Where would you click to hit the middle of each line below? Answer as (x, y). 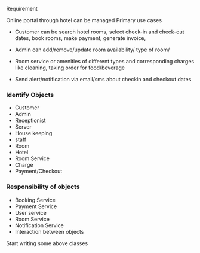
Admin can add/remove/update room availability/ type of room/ (92, 50)
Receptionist (30, 121)
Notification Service (39, 225)
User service (30, 212)
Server (23, 127)
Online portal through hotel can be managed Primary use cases (84, 20)
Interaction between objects (49, 231)
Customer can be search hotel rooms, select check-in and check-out (99, 32)
